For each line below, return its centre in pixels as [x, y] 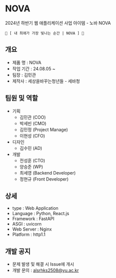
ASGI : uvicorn [27, 224]
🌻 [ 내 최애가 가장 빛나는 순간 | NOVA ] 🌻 [45, 33]
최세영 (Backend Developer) [48, 173]
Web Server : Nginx [32, 229]
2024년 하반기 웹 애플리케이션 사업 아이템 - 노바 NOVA [58, 23]
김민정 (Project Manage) [44, 130]
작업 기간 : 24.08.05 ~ [34, 69]
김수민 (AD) [31, 148]
